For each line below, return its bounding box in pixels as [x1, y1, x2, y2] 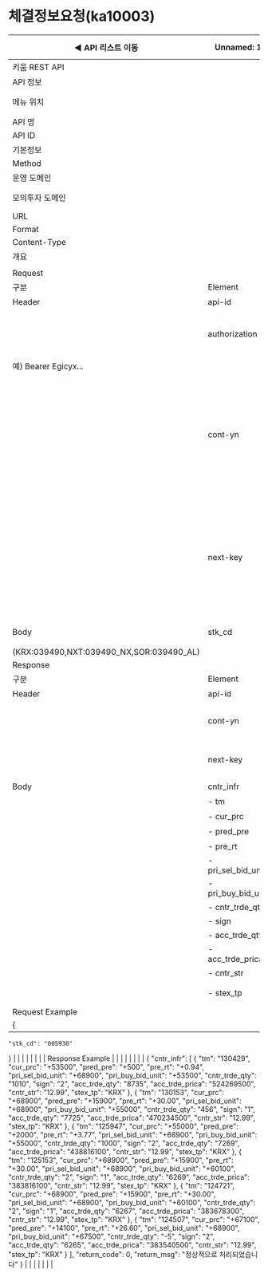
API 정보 [12, 77, 42, 88]
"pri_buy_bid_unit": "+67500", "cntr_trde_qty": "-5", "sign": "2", [8, 1232, 215, 1241]
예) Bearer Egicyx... [12, 361, 84, 372]
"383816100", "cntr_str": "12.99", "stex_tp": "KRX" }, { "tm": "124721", [8, 1180, 235, 1190]
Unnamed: [214, 41, 255, 53]
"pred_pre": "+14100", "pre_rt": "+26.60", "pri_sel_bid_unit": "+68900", [8, 1223, 240, 1232]
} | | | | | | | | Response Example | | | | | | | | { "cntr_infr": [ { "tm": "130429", [8, 1054, 250, 1063]
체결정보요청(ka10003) [8, 7, 156, 26]
